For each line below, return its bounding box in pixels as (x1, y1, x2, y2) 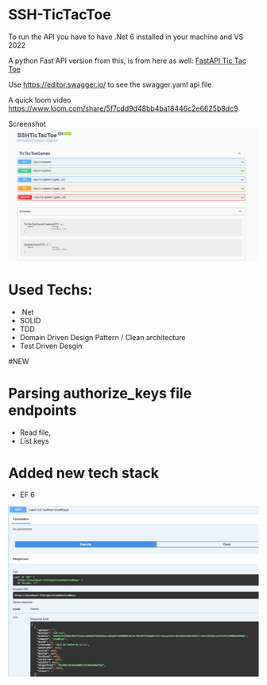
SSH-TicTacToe (8, 6, 111, 24)
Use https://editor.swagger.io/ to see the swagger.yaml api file (8, 80, 212, 89)
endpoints (8, 401, 77, 419)
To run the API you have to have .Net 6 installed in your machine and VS (8, 32, 244, 41)
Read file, (19, 428, 52, 437)
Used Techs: (8, 280, 93, 299)
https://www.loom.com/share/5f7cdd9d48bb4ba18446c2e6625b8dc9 (8, 104, 238, 113)
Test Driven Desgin (19, 341, 83, 350)
